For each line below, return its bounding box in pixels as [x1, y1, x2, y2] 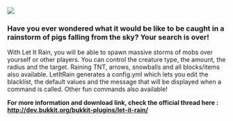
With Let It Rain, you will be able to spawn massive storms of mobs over [7, 48, 214, 56]
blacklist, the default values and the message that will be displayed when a [7, 78, 221, 86]
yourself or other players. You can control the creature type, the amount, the [7, 56, 226, 64]
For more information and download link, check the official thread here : [7, 99, 219, 107]
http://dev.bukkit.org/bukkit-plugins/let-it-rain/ [7, 106, 148, 114]
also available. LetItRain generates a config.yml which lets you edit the [7, 70, 209, 79]
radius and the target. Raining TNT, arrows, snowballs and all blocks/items [7, 63, 220, 72]
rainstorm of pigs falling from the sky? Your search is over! [7, 32, 210, 42]
